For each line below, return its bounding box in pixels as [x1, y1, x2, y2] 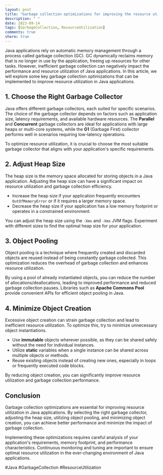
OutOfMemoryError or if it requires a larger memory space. [12, 198, 126, 204]
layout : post [5, 7, 32, 12]
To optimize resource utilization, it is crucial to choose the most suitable [5, 141, 148, 146]
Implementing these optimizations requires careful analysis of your [5, 434, 138, 440]
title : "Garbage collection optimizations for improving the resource [5, 12, 151, 17]
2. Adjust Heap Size [5, 160, 65, 168]
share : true [5, 35, 29, 39]
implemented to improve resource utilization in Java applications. [5, 78, 135, 84]
